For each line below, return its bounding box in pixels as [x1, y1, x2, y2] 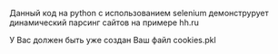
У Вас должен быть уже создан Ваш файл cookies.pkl [9, 35, 216, 45]
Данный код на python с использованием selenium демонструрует [9, 8, 270, 18]
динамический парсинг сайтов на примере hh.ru [9, 17, 200, 28]
